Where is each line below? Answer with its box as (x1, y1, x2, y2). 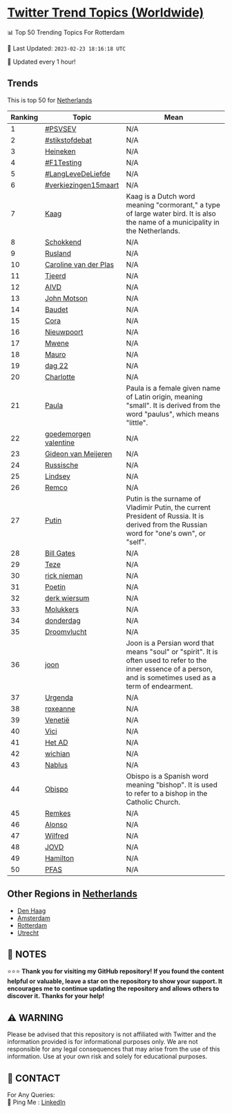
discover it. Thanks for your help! (7, 992, 105, 1000)
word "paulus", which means (126, 409, 220, 419)
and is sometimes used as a (126, 673, 216, 682)
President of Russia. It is (126, 511, 204, 521)
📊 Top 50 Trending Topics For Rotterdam (7, 28, 125, 36)
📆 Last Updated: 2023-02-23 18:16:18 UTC (7, 44, 126, 53)
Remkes (44, 808, 71, 818)
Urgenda (44, 693, 74, 702)
